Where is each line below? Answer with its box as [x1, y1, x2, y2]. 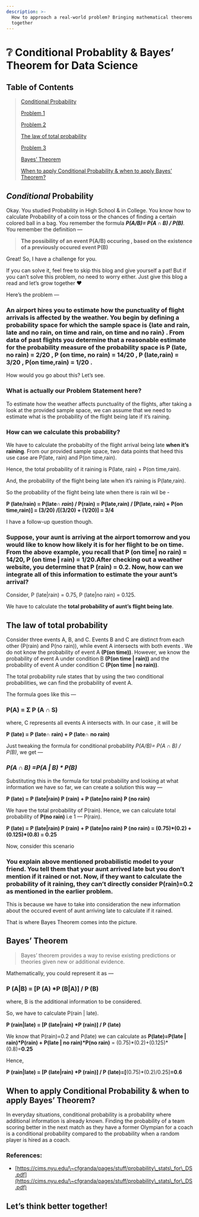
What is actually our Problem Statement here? [6, 387, 142, 395]
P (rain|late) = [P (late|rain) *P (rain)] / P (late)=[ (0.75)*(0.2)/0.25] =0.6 [6, 1068, 182, 1076]
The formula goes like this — [6, 691, 77, 698]
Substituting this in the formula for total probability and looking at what [6, 777, 179, 784]
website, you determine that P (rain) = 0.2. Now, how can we [6, 563, 184, 571]
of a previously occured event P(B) [20, 244, 109, 251]
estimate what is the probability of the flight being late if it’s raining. [6, 413, 170, 420]
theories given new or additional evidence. [20, 958, 125, 965]
